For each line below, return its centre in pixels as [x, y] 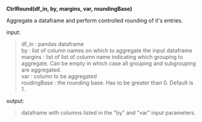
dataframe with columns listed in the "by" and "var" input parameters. [108, 113]
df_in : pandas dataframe [52, 44]
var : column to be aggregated [59, 76]
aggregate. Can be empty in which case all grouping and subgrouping [108, 63]
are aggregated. [41, 70]
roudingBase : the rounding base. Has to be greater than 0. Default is [107, 83]
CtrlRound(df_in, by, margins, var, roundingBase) [69, 9]
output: [15, 101]
